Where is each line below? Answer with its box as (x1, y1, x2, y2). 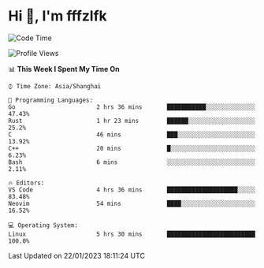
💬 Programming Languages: (8, 96, 93, 104)
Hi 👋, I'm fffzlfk (8, 7, 108, 25)
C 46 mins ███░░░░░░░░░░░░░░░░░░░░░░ (8, 130, 256, 139)
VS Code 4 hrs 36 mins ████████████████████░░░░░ (8, 185, 256, 194)
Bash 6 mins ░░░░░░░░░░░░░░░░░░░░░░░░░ (8, 158, 256, 166)
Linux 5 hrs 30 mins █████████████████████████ (8, 230, 256, 238)
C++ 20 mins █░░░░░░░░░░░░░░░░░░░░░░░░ (8, 144, 256, 152)
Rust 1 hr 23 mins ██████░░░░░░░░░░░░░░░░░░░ (8, 117, 256, 125)
